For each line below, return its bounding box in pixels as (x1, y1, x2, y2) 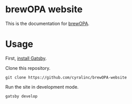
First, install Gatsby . (5, 55, 47, 61)
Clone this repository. (5, 65, 51, 71)
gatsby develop (5, 93, 38, 99)
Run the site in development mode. (5, 84, 79, 90)
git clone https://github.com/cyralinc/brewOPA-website (5, 75, 127, 80)
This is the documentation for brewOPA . (5, 20, 90, 27)
